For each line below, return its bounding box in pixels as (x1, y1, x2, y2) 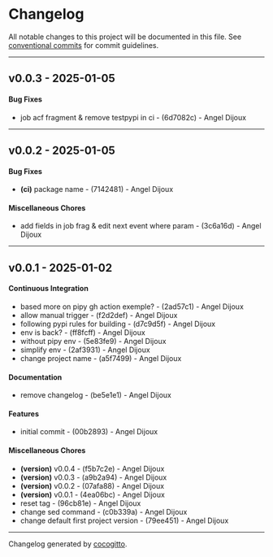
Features (8, 408, 39, 419)
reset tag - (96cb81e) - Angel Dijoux (19, 498, 141, 508)
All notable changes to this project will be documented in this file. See (8, 32, 242, 41)
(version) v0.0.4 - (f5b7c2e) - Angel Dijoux (19, 463, 165, 473)
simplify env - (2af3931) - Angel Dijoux (19, 345, 150, 355)
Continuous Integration (8, 284, 89, 294)
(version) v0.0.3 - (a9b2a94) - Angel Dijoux (19, 472, 167, 482)
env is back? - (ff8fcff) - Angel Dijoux (19, 327, 146, 337)
